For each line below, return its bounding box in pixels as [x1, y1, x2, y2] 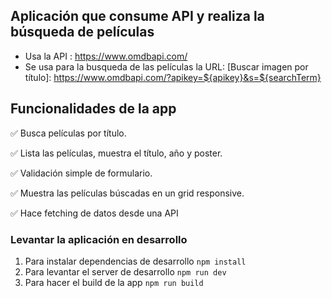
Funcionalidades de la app [10, 100, 177, 118]
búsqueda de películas [10, 24, 155, 41]
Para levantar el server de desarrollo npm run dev [24, 265, 227, 278]
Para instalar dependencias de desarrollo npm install [24, 255, 247, 267]
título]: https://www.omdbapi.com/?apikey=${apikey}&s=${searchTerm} [24, 71, 322, 83]
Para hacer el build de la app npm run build [24, 276, 204, 288]
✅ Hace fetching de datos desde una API [10, 207, 179, 219]
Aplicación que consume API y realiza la [10, 8, 265, 25]
